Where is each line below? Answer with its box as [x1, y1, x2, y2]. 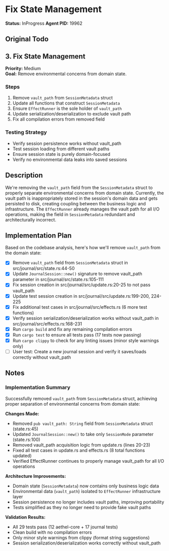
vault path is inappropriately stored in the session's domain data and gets [5, 195, 158, 201]
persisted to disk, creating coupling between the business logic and [5, 200, 146, 206]
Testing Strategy [5, 129, 47, 136]
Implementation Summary [5, 384, 71, 391]
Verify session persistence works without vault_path [12, 140, 122, 146]
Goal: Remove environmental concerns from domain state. [5, 71, 127, 77]
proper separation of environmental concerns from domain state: [5, 401, 140, 407]
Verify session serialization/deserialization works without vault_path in [12, 315, 159, 321]
